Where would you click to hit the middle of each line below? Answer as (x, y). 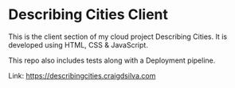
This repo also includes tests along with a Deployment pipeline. (112, 60)
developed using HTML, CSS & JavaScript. (78, 44)
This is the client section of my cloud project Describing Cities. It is (118, 36)
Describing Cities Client (88, 15)
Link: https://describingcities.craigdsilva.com (82, 75)
